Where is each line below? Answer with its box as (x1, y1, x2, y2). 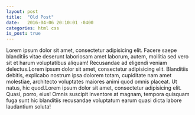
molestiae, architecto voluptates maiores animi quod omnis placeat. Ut (6, 78, 177, 86)
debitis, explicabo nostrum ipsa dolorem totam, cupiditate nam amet (6, 72, 172, 79)
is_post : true (6, 31, 41, 37)
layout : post (6, 8, 38, 15)
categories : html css (6, 25, 60, 31)
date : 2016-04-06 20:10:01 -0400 (6, 19, 94, 25)
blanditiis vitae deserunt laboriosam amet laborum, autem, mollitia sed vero (6, 53, 189, 60)
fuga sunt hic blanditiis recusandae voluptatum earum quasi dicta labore (6, 97, 182, 104)
